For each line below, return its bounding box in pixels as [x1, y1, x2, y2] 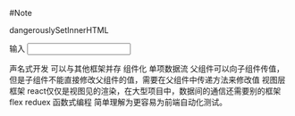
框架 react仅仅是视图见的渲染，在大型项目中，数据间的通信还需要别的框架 [9, 86, 282, 96]
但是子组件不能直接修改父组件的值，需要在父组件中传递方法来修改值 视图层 [9, 75, 286, 85]
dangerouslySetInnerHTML [9, 25, 109, 35]
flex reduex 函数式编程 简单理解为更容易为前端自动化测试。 [9, 97, 228, 107]
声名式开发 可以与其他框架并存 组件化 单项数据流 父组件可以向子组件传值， [9, 63, 284, 74]
